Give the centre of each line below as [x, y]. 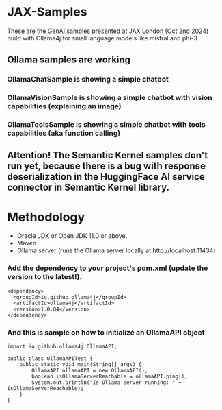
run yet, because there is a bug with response [107, 166]
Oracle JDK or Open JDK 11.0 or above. [72, 236]
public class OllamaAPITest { [50, 359]
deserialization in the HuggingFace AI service [106, 177]
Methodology [46, 217]
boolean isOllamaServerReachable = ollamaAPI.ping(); [110, 377]
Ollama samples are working [69, 60]
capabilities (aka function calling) [64, 133]
